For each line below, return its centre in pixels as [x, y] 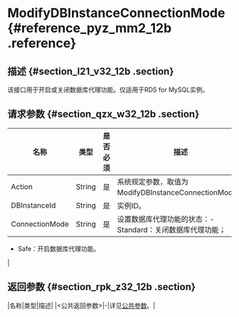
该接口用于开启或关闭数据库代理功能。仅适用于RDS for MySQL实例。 [108, 90]
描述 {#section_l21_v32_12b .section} [91, 71]
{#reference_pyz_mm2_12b [90, 28]
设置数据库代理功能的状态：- [166, 219]
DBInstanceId [33, 205]
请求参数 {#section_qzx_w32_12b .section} [103, 114]
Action [22, 186]
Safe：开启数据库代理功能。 [59, 248]
